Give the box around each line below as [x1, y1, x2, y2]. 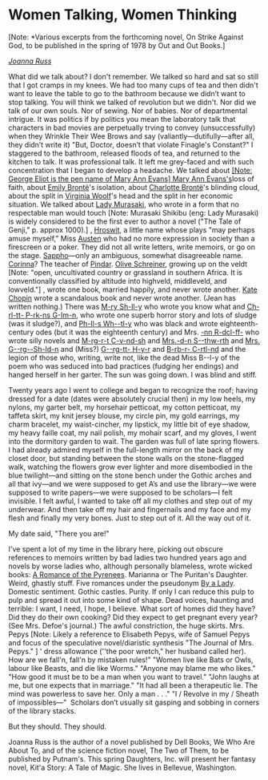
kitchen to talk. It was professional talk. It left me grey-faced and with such [8, 156, 254, 166]
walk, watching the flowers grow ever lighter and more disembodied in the [8, 462, 254, 471]
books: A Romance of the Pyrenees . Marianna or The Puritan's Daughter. [8, 569, 249, 579]
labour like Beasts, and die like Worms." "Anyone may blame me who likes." [8, 663, 256, 673]
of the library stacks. [8, 705, 77, 715]
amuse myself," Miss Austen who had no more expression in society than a [8, 233, 255, 243]
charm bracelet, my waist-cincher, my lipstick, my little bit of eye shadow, [8, 419, 250, 429]
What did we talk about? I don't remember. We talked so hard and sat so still [8, 71, 258, 81]
